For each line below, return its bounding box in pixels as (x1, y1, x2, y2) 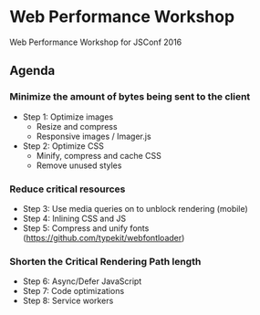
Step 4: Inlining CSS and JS (22, 213, 126, 224)
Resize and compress (36, 121, 118, 131)
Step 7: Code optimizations (22, 286, 125, 297)
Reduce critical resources (9, 183, 126, 195)
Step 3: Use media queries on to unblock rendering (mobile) (22, 203, 248, 214)
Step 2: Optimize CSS (22, 140, 105, 152)
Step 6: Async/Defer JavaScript (22, 276, 142, 287)
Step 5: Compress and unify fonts (22, 222, 150, 234)
